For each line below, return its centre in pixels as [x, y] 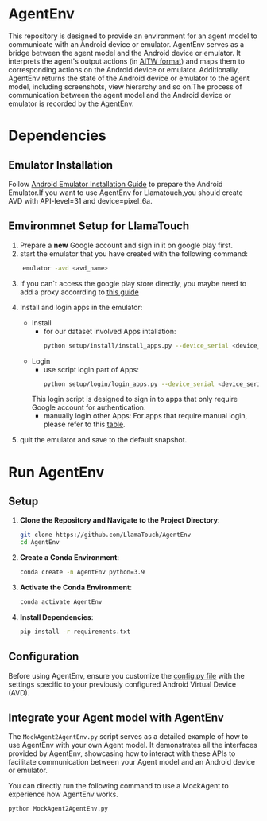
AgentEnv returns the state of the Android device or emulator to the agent [129, 78]
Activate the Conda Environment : [76, 587]
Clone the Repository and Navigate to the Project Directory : [120, 520]
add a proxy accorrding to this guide [79, 292]
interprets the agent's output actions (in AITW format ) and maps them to [126, 61]
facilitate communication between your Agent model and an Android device [132, 762]
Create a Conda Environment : [69, 558]
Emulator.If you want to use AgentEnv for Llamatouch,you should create [126, 193]
